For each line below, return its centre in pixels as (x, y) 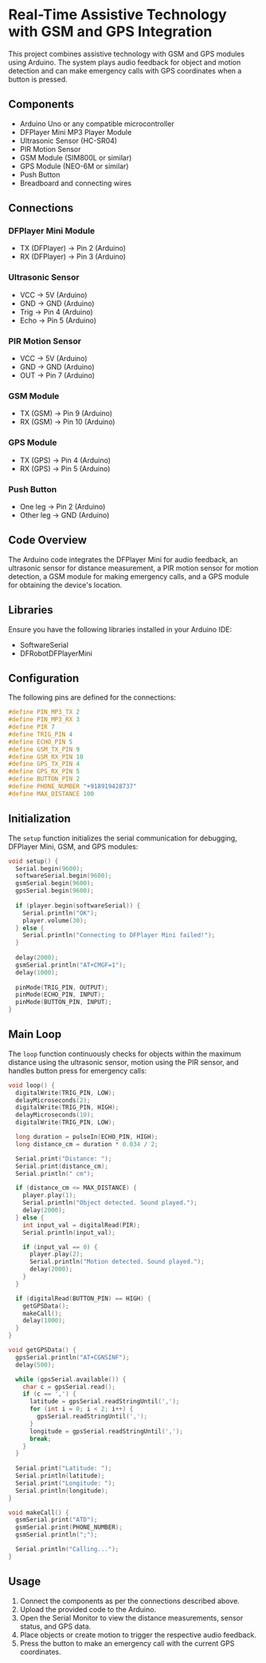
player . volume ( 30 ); (55, 920)
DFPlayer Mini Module (52, 231)
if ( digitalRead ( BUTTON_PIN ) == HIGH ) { (83, 1298)
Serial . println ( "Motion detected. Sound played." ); (117, 1262)
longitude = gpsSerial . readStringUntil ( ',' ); (106, 1431)
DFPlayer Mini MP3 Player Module (76, 132)
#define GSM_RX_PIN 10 (46, 756)
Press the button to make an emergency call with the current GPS (127, 1643)
